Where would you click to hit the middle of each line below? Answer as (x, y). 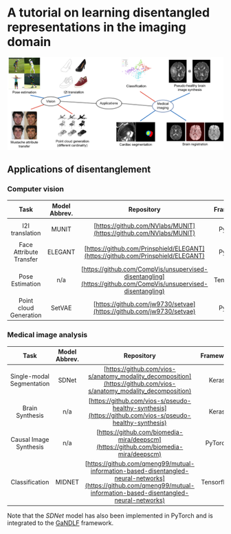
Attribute (26, 252)
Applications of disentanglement (79, 170)
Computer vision (35, 189)
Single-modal (30, 376)
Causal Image (30, 439)
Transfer (26, 259)
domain (29, 42)
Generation (26, 315)
